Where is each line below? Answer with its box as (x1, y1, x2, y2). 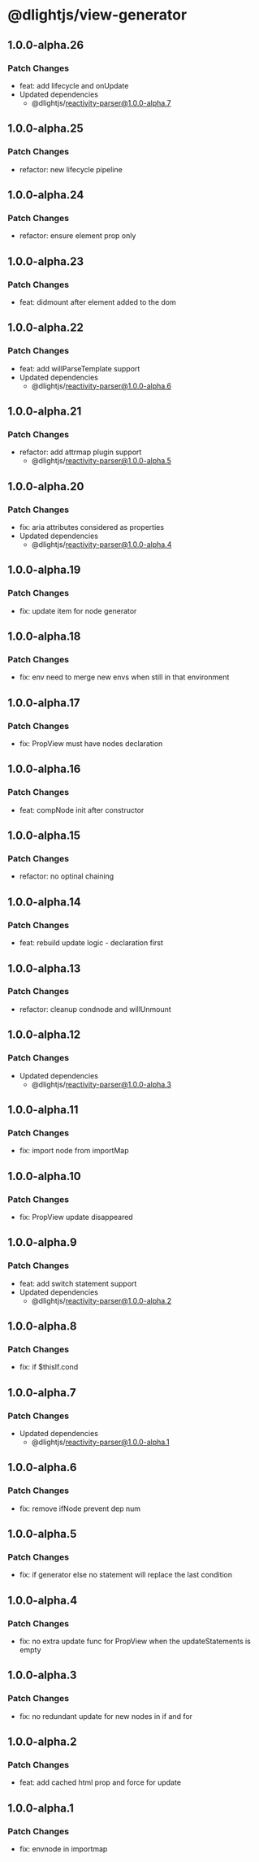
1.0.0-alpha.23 (7, 254, 84, 268)
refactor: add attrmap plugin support (19, 447, 142, 457)
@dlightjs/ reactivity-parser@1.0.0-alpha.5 (31, 456, 171, 466)
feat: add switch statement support (19, 1278, 137, 1288)
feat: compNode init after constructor (19, 805, 145, 814)
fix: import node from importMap (19, 1146, 129, 1156)
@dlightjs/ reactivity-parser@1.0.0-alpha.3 (31, 1079, 172, 1089)
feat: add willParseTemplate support (19, 363, 140, 373)
